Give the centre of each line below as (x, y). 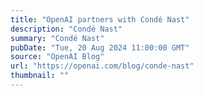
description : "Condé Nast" (66, 29)
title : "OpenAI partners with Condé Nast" (100, 19)
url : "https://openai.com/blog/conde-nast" (102, 66)
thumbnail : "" (40, 76)
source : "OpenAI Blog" (57, 57)
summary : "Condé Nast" (57, 38)
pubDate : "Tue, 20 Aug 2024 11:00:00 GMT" (100, 47)
